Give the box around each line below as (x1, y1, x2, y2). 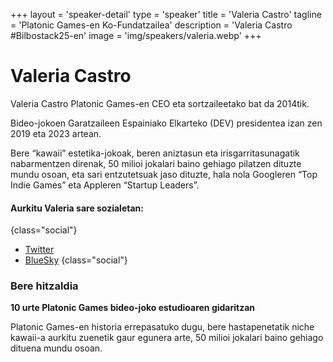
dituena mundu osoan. (10, 342, 103, 354)
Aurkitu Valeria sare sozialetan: (10, 202, 144, 214)
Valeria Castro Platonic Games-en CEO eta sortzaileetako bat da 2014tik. (10, 97, 310, 109)
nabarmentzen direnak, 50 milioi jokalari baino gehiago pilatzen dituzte (10, 157, 302, 169)
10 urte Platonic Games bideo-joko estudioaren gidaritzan (10, 302, 256, 314)
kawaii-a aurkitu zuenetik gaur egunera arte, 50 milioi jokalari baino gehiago (10, 332, 324, 344)
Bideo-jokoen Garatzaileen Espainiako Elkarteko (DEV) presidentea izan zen (10, 117, 323, 129)
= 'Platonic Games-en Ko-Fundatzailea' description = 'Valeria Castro (10, 19, 293, 31)
